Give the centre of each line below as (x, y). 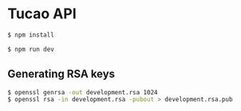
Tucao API (42, 14)
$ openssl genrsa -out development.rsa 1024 (83, 92)
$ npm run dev (31, 49)
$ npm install (31, 35)
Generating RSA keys (61, 74)
